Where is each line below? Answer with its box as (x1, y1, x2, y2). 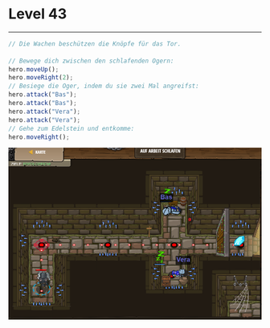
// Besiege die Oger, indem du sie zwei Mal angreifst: (8, 82, 199, 91)
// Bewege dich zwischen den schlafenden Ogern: (8, 57, 174, 65)
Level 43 (8, 5, 67, 23)
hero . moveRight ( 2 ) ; (8, 74, 74, 82)
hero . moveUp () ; (8, 65, 59, 73)
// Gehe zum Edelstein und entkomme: (8, 124, 135, 132)
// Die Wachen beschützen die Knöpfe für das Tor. (8, 39, 182, 48)
